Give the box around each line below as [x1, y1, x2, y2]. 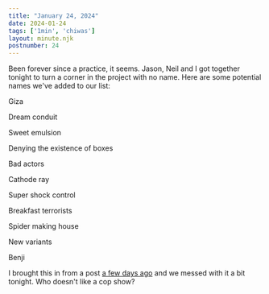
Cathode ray [8, 175, 50, 184]
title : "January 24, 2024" [8, 11, 99, 20]
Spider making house [8, 222, 79, 231]
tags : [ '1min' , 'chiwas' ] [8, 27, 95, 35]
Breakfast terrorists [8, 206, 72, 216]
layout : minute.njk [8, 34, 74, 43]
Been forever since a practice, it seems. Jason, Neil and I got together [8, 64, 240, 73]
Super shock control [8, 190, 76, 200]
